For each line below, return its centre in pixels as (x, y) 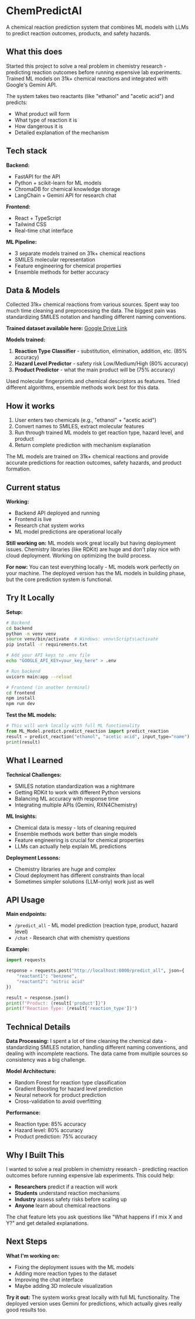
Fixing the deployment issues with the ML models (74, 1267)
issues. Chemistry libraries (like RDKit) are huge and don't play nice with (93, 549)
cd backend (19, 628)
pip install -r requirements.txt (47, 645)
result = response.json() (37, 998)
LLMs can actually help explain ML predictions (71, 846)
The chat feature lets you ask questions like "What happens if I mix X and (94, 1217)
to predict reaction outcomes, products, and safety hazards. (78, 33)
